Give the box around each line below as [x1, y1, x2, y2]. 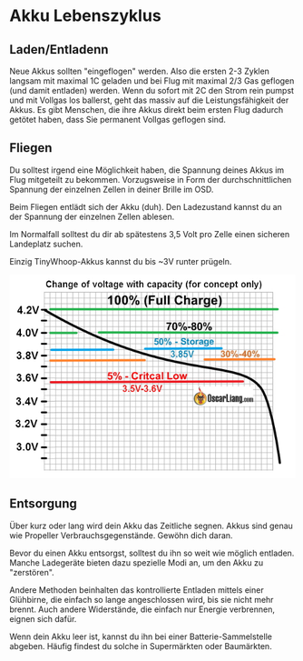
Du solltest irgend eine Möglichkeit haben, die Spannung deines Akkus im [9, 165, 285, 175]
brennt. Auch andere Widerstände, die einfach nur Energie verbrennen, [9, 604, 275, 615]
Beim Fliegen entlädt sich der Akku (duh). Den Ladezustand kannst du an [9, 201, 283, 212]
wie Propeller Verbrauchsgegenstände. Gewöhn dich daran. [9, 529, 233, 541]
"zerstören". [9, 566, 54, 577]
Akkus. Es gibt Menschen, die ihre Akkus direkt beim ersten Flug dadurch [9, 105, 284, 115]
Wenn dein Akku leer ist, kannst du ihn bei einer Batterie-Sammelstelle [9, 631, 272, 642]
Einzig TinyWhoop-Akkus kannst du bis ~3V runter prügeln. [9, 255, 232, 266]
